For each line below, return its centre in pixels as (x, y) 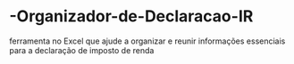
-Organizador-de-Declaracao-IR (131, 16)
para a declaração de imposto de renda (82, 50)
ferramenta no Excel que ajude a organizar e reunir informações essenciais (147, 41)
